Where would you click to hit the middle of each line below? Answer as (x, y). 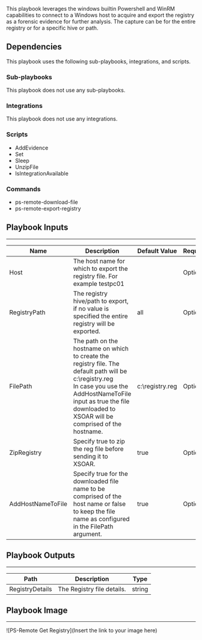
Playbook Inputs (37, 228)
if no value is (91, 308)
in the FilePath (93, 526)
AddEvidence (32, 148)
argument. (87, 534)
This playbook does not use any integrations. (62, 119)
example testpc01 (99, 284)
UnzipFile (27, 167)
